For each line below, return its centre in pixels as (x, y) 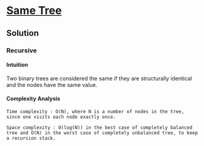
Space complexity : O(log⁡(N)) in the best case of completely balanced (99, 127)
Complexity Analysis (33, 99)
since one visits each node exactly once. (61, 117)
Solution (23, 33)
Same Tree (34, 11)
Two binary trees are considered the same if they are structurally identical (99, 78)
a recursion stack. (31, 138)
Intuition (17, 65)
